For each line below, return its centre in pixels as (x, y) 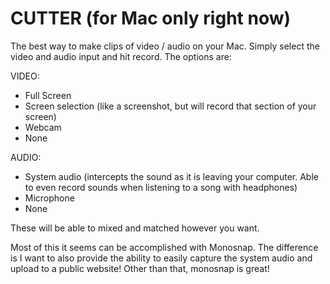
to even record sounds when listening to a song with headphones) (161, 187)
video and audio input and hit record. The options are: (121, 56)
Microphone (49, 198)
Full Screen (48, 95)
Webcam (43, 127)
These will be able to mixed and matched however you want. (135, 228)
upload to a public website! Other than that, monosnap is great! (140, 268)
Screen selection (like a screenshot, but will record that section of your (170, 106)
